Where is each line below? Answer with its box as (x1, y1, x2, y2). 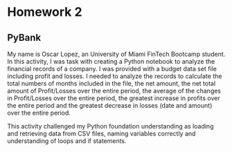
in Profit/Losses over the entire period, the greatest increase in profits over (7, 94, 220, 102)
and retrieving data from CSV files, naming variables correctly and (7, 129, 196, 137)
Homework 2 (7, 4, 82, 20)
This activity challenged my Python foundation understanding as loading (7, 122, 214, 130)
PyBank (7, 32, 42, 44)
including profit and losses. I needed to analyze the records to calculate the (7, 72, 222, 80)
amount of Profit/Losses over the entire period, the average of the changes (7, 87, 222, 95)
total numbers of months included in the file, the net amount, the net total (7, 79, 216, 87)
